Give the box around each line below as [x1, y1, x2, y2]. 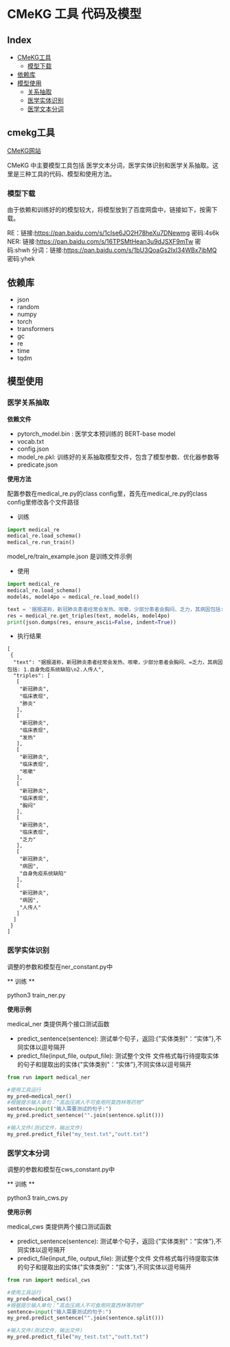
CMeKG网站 [7, 146, 41, 155]
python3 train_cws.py [7, 1194, 69, 1202]
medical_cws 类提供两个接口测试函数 [7, 1222, 112, 1231]
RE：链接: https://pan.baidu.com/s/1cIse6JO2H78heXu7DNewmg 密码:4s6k [7, 229, 220, 237]
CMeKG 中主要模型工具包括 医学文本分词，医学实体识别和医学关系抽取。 [7, 161, 213, 169]
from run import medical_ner [7, 1074, 91, 1081]
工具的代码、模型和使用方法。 [30, 169, 115, 178]
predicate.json [16, 460, 58, 469]
